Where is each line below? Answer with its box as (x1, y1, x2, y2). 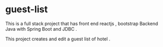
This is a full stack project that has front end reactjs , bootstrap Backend (5, 20, 158, 27)
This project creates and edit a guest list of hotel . (5, 36, 111, 42)
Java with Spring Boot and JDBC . (5, 26, 77, 32)
